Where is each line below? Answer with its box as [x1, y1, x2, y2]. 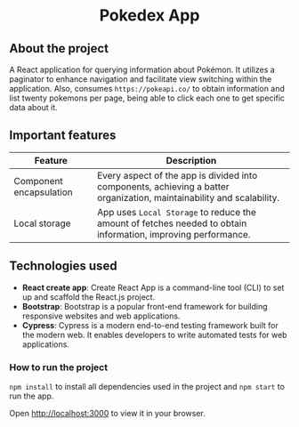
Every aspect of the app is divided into [96, 169, 258, 181]
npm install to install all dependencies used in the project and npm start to [9, 381, 285, 391]
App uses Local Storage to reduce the [96, 205, 256, 218]
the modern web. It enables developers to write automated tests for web [21, 329, 287, 340]
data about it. [9, 102, 58, 112]
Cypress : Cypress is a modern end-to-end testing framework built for [21, 319, 279, 330]
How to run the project [9, 361, 109, 374]
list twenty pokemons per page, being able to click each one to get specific [9, 93, 286, 103]
